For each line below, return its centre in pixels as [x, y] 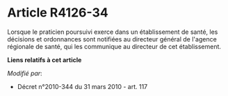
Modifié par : [25, 73]
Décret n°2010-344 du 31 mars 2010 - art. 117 [82, 86]
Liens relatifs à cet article [44, 59]
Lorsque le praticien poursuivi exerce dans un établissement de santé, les [113, 32]
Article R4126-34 [58, 13]
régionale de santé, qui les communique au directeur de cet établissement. [114, 46]
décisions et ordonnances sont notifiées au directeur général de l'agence [112, 39]
